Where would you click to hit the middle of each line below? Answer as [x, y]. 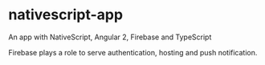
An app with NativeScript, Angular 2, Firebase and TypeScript [110, 37]
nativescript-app [65, 15]
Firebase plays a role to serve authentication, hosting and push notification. [133, 52]
